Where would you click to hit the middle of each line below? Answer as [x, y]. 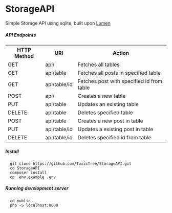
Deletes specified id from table [114, 137]
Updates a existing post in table [115, 129]
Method [24, 56]
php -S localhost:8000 [34, 205]
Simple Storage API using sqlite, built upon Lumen [58, 23]
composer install [28, 173]
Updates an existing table [108, 104]
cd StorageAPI [25, 168]
